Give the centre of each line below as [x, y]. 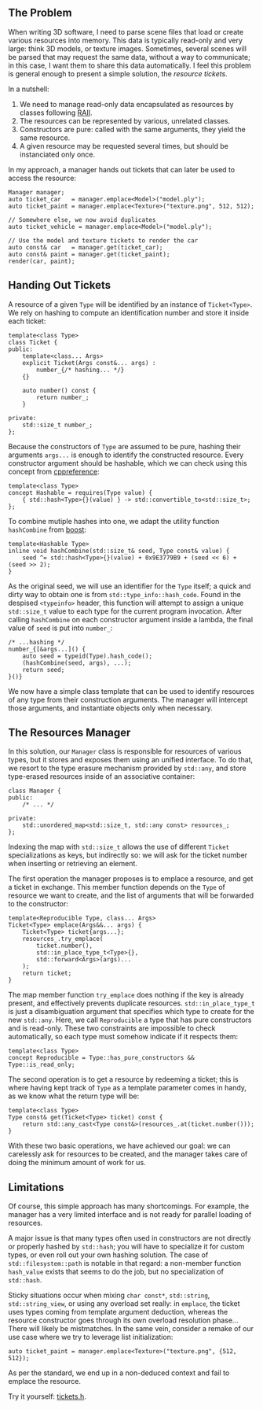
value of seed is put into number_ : [60, 628]
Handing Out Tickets [60, 285]
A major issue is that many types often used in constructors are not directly [130, 1238]
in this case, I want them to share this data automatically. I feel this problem [130, 65]
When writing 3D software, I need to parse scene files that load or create [126, 31]
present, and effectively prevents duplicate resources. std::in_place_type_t [131, 1003]
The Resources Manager [69, 733]
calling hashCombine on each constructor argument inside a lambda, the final [131, 619]
